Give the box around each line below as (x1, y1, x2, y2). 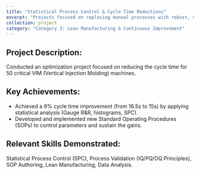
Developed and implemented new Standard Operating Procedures (14, 115, 177, 122)
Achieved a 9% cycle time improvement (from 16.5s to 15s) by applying (14, 102, 189, 110)
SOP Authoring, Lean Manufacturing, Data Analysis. (6, 161, 133, 168)
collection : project (6, 20, 58, 26)
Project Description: (6, 47, 82, 57)
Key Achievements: (6, 87, 80, 97)
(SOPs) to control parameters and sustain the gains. (14, 122, 142, 129)
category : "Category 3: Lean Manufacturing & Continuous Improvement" (6, 25, 185, 32)
